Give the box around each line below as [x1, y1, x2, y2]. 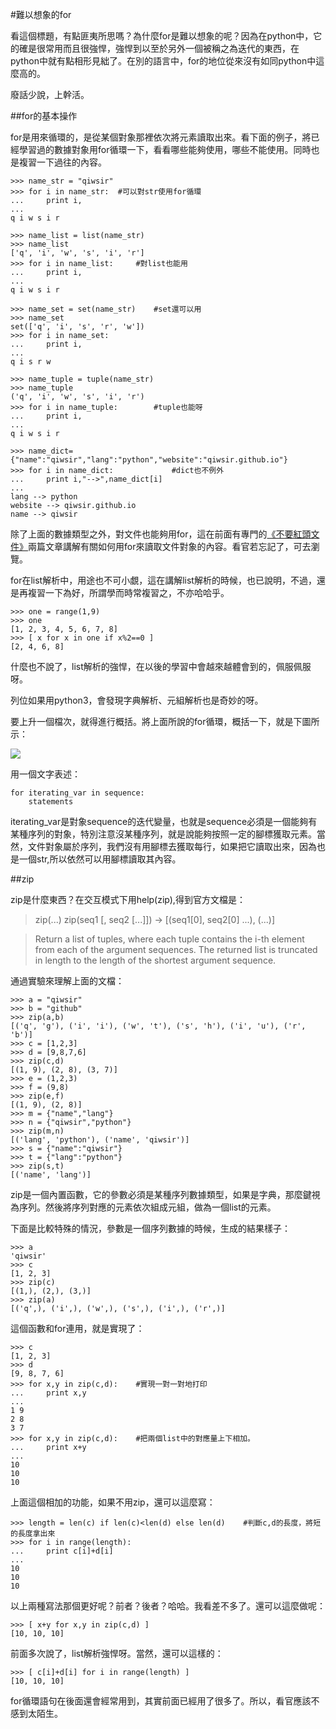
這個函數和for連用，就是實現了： [10, 1323, 145, 1334]
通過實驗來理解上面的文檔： [10, 975, 125, 987]
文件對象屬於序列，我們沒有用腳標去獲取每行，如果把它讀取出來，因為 [27, 841, 317, 852]
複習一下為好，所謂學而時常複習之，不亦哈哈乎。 [27, 587, 230, 598]
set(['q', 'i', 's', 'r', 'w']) [10, 322, 145, 332]
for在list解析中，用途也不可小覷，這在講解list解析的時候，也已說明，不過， [10, 574, 317, 586]
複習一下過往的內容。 [18, 156, 107, 168]
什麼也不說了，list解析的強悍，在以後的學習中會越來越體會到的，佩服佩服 [10, 661, 312, 672]
